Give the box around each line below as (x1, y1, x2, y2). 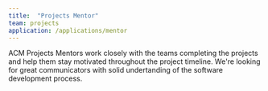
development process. (8, 73, 83, 84)
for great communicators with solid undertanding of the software (8, 65, 224, 75)
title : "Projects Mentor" (8, 11, 99, 20)
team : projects (8, 19, 60, 27)
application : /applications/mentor (8, 26, 128, 34)
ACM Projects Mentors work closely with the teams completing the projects (8, 49, 259, 58)
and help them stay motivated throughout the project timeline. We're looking (8, 57, 261, 66)
